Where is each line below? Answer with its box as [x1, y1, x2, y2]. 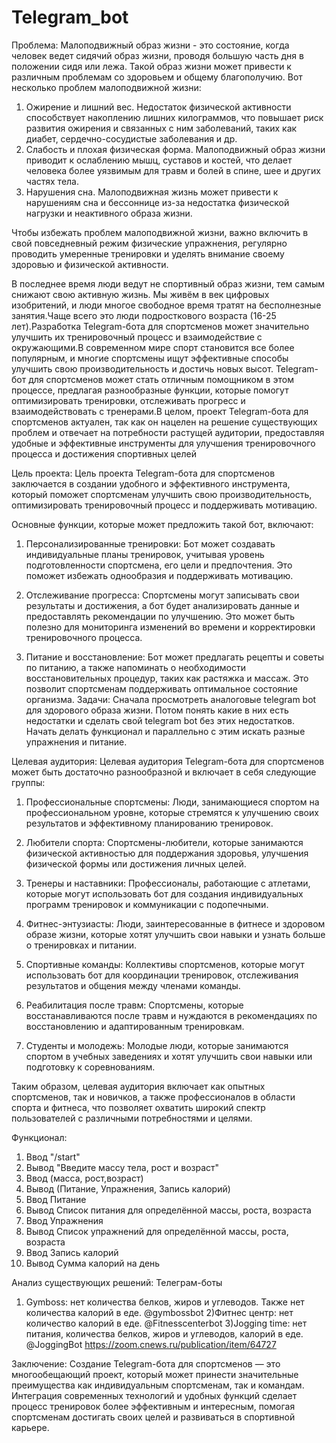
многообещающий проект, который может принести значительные [11, 1368, 299, 1380]
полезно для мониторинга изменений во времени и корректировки [25, 621, 316, 633]
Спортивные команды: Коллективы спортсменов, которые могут [25, 958, 305, 970]
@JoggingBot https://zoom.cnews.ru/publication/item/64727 [25, 1338, 277, 1350]
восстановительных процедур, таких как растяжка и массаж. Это [25, 672, 309, 684]
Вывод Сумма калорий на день [25, 1257, 161, 1269]
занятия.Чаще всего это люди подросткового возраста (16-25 [11, 309, 277, 321]
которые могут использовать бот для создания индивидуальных [25, 887, 304, 900]
